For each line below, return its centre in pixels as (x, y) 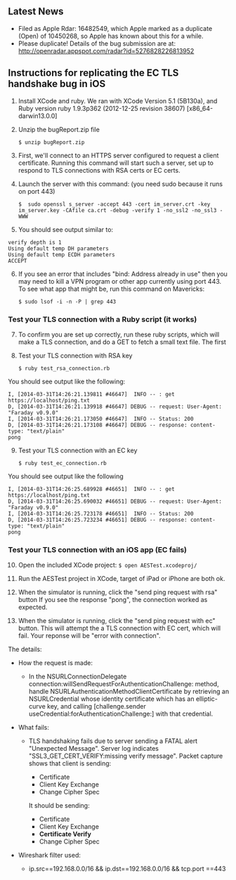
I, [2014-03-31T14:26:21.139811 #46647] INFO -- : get (91, 394)
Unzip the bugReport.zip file (59, 129)
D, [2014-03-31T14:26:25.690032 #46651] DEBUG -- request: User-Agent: (115, 501)
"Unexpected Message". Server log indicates (94, 749)
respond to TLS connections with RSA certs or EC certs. (99, 170)
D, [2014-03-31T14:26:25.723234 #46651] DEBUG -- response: (98, 520)
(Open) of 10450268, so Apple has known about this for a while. (111, 36)
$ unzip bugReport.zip (51, 142)
